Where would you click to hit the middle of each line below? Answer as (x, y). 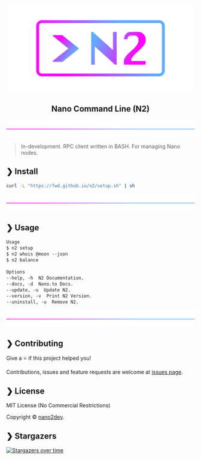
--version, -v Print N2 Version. (49, 296)
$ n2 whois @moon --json (37, 254)
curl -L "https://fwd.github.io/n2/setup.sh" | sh (71, 186)
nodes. (29, 152)
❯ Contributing (35, 343)
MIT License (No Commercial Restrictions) (58, 405)
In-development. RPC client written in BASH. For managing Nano (100, 146)
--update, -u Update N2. (38, 290)
